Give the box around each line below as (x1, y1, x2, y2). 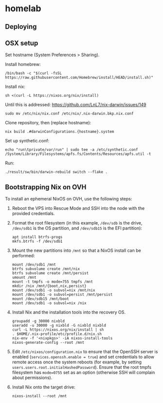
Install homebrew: (5, 62, 41, 67)
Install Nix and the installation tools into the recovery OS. (12, 309, 126, 315)
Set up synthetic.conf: (5, 138, 50, 144)
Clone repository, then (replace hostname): (5, 120, 91, 126)
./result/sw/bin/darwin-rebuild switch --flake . (5, 170, 108, 175)
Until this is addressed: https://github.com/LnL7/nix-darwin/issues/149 (5, 102, 146, 108)
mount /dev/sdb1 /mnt (12, 262, 56, 267)
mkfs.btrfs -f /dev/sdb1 (12, 239, 63, 244)
